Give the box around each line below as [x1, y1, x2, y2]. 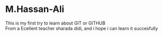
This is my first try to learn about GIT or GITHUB [5, 20, 105, 26]
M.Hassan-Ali [5, 3, 64, 15]
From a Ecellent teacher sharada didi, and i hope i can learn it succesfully [5, 25, 158, 31]
